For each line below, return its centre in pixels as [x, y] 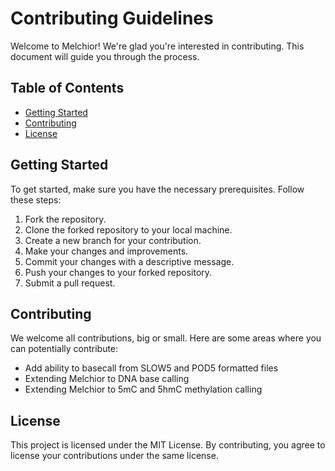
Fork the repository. [65, 219]
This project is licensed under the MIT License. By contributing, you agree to [168, 445]
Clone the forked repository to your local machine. [128, 229]
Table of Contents [67, 88]
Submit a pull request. [70, 283]
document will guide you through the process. [105, 56]
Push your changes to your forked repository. [118, 272]
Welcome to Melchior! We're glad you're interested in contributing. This [157, 46]
